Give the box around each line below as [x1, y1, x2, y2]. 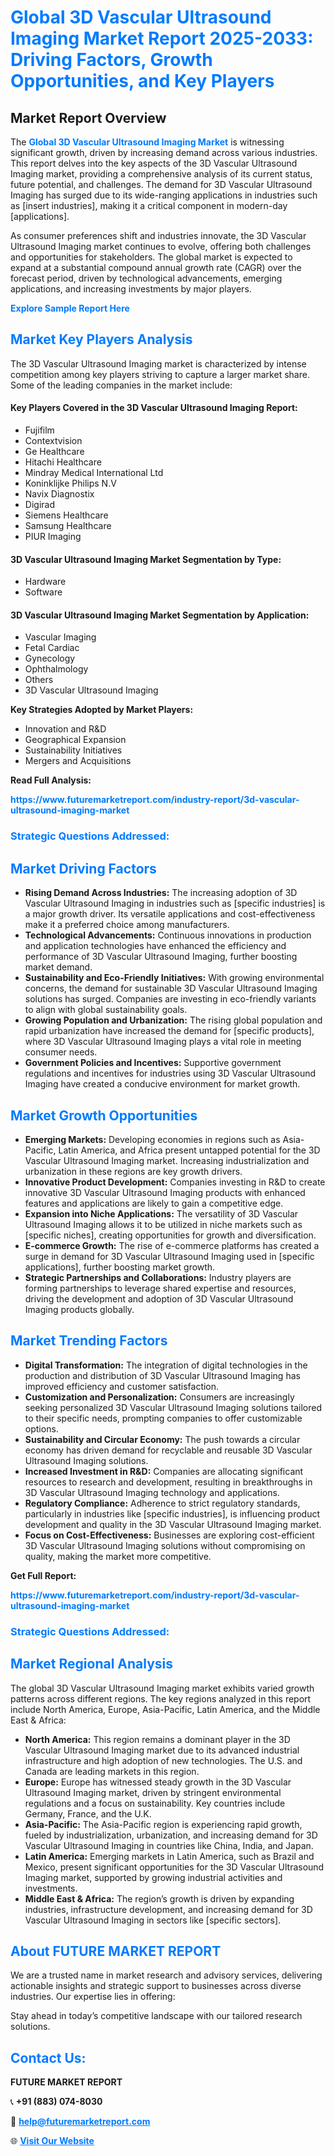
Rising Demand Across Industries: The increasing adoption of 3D [24, 887, 298, 899]
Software [24, 586, 63, 598]
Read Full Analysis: [10, 774, 92, 786]
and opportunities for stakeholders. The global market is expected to [10, 251, 293, 263]
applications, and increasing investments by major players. [10, 283, 252, 295]
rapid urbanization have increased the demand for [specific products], [24, 1025, 315, 1037]
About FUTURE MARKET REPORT [10, 1942, 222, 1960]
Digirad [24, 499, 55, 511]
